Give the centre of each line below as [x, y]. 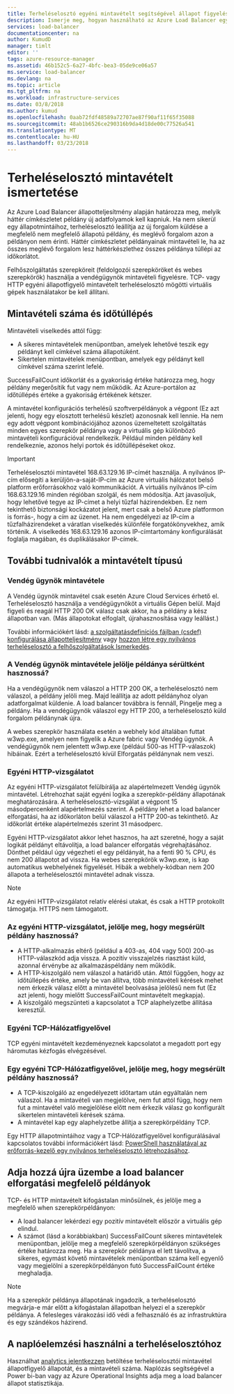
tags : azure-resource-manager [51, 59]
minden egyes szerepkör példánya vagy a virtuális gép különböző [102, 430]
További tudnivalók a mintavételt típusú [95, 561]
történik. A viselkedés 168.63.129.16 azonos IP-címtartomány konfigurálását [115, 531]
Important [21, 459]
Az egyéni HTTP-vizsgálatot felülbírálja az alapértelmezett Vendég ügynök [114, 787]
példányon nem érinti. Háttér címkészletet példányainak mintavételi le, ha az [116, 242]
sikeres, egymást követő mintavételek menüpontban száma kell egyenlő [120, 1258]
